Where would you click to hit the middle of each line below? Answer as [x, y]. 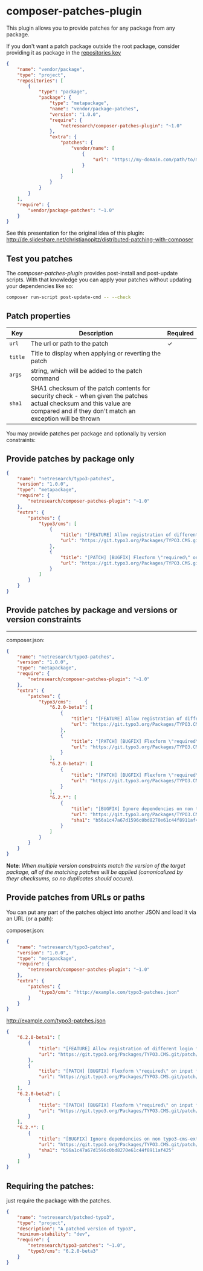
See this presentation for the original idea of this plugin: [76, 233]
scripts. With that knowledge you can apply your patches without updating [99, 280]
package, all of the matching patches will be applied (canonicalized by [95, 872]
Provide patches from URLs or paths [76, 898]
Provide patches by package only [70, 459]
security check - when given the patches [89, 395]
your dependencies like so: [40, 286]
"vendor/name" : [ [93, 149]
